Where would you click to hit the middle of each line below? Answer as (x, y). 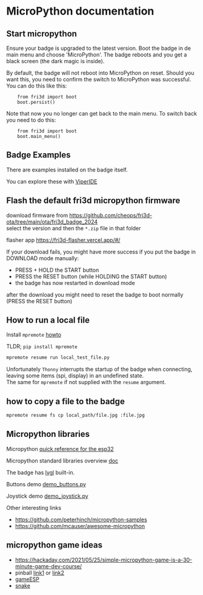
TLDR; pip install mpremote (42, 346)
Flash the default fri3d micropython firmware (93, 201)
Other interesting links (34, 507)
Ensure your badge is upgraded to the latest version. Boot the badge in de (98, 48)
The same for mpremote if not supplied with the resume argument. (86, 382)
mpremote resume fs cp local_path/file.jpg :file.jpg (76, 415)
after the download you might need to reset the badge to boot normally (95, 294)
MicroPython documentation (80, 11)
